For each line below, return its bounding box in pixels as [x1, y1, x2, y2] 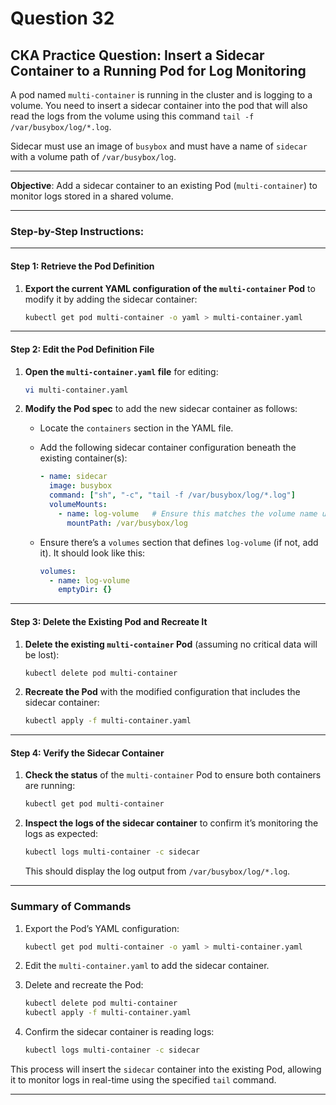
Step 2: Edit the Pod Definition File [10, 343, 155, 355]
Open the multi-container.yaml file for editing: [24, 365, 219, 377]
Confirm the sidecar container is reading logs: [24, 1026, 215, 1038]
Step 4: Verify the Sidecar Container [10, 747, 165, 759]
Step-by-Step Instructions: [10, 224, 145, 238]
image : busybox [48, 481, 113, 491]
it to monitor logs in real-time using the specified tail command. [10, 1074, 277, 1086]
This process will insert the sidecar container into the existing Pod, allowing [10, 1063, 322, 1076]
